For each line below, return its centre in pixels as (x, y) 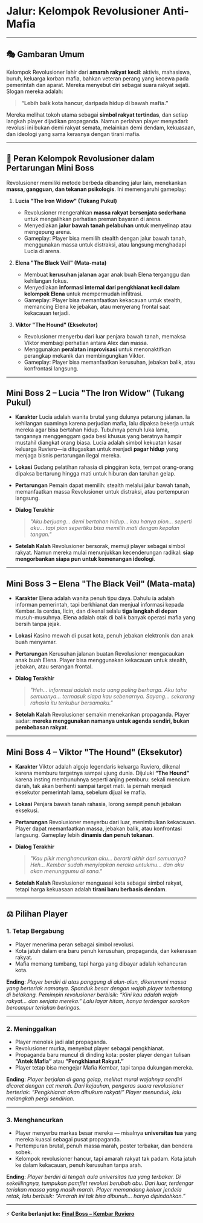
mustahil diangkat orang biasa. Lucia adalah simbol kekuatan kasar (98, 443)
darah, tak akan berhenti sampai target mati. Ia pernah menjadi (93, 786)
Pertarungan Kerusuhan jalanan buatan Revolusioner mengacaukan (99, 654)
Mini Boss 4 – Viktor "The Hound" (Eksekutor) (95, 752)
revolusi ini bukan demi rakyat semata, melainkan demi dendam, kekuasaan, (101, 127)
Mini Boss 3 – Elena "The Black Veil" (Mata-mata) (101, 583)
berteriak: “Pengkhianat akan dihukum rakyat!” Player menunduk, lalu (94, 1092)
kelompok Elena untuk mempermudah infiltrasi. (83, 294)
